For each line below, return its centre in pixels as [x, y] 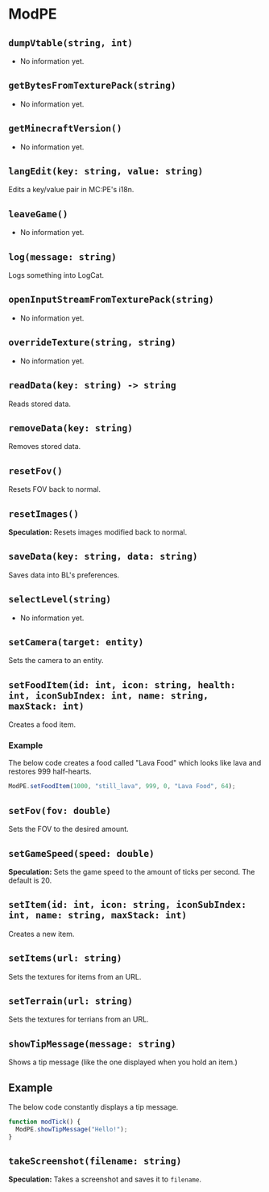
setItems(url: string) [65, 958]
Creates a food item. [42, 724]
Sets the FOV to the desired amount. [68, 829]
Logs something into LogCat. [56, 275]
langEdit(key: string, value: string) [106, 172]
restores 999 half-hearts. [50, 771]
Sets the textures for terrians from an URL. [79, 1019]
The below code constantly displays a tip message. [93, 1107]
